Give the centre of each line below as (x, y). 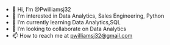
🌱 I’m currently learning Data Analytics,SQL (66, 22)
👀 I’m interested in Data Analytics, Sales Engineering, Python (88, 16)
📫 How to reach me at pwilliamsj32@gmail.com (72, 36)
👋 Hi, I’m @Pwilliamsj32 (41, 9)
